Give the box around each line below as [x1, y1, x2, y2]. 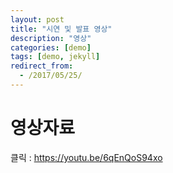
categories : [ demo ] [10, 42, 92, 53]
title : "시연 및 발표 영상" [10, 24, 113, 34]
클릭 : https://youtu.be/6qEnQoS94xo [10, 151, 163, 163]
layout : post [10, 14, 65, 25]
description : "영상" [10, 33, 92, 43]
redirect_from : [10, 61, 74, 71]
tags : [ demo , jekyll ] [10, 52, 101, 62]
